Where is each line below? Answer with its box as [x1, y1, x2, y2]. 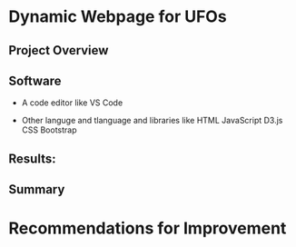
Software [8, 73, 62, 88]
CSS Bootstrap [21, 124, 77, 135]
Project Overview [8, 43, 109, 58]
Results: [8, 151, 56, 166]
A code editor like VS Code [21, 97, 123, 108]
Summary [8, 182, 65, 197]
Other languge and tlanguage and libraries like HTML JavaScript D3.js [21, 115, 283, 126]
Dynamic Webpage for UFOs [8, 6, 228, 27]
